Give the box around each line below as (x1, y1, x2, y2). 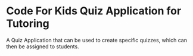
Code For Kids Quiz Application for (6, 4, 182, 18)
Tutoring (6, 17, 49, 30)
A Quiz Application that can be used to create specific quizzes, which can (6, 36, 188, 43)
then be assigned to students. (6, 43, 79, 50)
